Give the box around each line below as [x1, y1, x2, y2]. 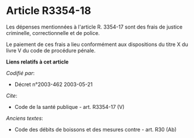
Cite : [6, 92, 18, 99]
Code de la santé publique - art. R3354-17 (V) [14, 103, 124, 110]
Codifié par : [6, 69, 35, 76]
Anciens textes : [6, 115, 44, 122]
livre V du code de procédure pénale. [6, 47, 96, 54]
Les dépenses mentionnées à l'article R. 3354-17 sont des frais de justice [6, 23, 183, 30]
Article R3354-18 [6, 4, 92, 17]
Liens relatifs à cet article [6, 58, 69, 65]
